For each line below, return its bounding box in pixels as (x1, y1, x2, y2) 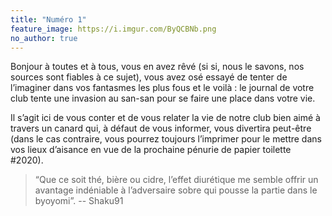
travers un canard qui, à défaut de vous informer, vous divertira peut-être (10, 122, 312, 135)
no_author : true (10, 33, 78, 43)
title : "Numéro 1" (10, 14, 87, 25)
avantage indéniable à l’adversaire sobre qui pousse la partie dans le (34, 184, 318, 196)
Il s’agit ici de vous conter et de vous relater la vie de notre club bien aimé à (10, 112, 321, 124)
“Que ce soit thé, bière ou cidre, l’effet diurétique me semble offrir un (34, 174, 319, 186)
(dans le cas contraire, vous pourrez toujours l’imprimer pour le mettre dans (10, 133, 322, 145)
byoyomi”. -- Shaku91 (34, 195, 124, 207)
